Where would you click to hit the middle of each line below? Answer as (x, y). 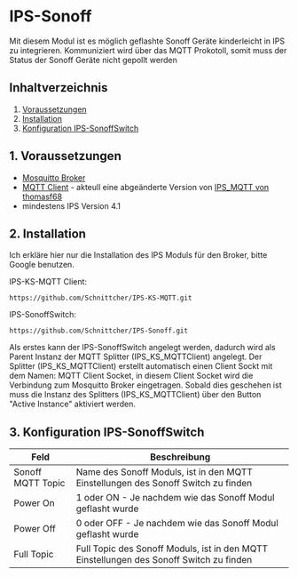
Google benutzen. (42, 265)
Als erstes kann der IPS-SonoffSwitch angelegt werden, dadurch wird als (143, 348)
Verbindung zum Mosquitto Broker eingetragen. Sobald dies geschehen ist (145, 385)
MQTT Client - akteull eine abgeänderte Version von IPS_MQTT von (145, 187)
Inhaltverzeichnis (59, 88)
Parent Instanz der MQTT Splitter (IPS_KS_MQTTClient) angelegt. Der (136, 357)
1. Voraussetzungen (65, 156)
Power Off (35, 529)
